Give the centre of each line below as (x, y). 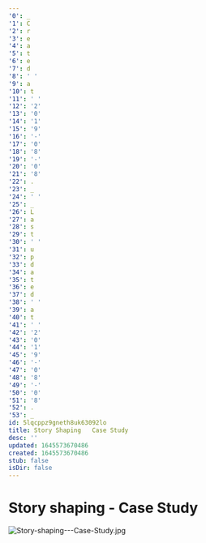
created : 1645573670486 (49, 453)
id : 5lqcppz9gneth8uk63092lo (58, 423)
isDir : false (30, 468)
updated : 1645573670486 (49, 445)
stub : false (28, 460)
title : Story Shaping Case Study (69, 430)
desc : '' (23, 438)
